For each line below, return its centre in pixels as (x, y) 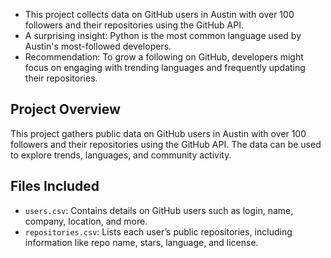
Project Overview (65, 109)
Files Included (55, 186)
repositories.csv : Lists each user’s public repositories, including (158, 231)
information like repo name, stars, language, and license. (141, 242)
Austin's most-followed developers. (98, 46)
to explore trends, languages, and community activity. (121, 155)
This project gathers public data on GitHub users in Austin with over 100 (158, 133)
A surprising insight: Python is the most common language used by (163, 35)
